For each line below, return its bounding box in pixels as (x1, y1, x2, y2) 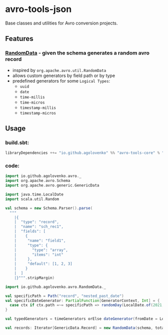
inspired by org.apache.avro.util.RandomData (12, 67, 106, 73)
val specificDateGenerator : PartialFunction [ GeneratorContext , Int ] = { (5, 298, 160, 303)
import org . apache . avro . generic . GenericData (5, 183, 99, 188)
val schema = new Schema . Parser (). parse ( (5, 205, 93, 210)
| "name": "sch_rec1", (14, 224, 64, 229)
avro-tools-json (5, 3, 72, 15)
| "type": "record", (14, 219, 59, 224)
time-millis (19, 94, 45, 99)
